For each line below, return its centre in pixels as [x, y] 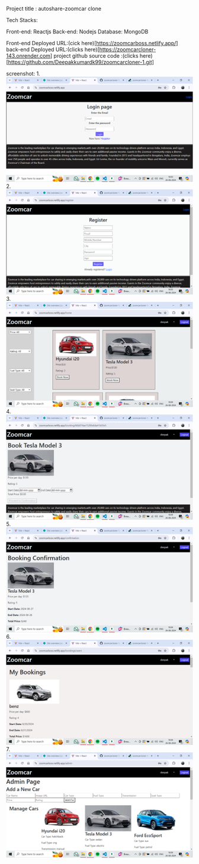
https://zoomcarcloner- [128, 49]
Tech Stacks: [22, 20]
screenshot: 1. [23, 73]
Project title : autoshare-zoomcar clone [54, 9]
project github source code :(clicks [96, 56]
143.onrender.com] [29, 56]
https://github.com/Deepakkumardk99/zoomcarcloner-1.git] [81, 62]
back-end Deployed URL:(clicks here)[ [53, 49]
